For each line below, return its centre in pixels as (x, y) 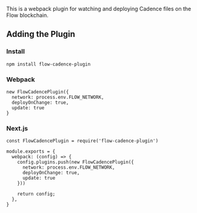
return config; (36, 194)
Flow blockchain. (27, 15)
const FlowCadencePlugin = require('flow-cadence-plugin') (82, 141)
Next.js (17, 128)
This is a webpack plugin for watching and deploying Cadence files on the (99, 9)
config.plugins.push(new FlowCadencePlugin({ (76, 162)
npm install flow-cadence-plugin (48, 64)
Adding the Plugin (41, 34)
